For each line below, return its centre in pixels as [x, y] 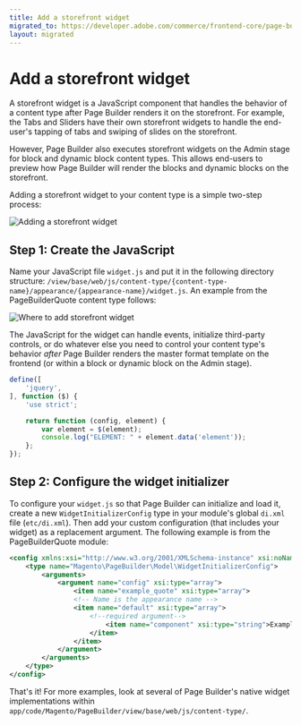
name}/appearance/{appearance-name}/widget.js [98, 292]
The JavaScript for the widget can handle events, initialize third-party [138, 335]
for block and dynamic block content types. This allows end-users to [136, 158]
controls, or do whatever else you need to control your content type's [138, 345]
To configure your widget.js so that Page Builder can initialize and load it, [145, 503]
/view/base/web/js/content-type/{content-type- [138, 282]
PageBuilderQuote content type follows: [83, 300]
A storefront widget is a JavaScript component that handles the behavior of [148, 103]
